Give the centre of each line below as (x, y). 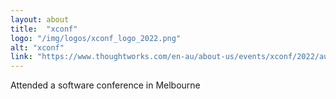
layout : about (40, 19)
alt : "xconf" (37, 47)
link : (21, 57)
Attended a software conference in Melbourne (105, 85)
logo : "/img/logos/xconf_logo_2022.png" (96, 38)
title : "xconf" (44, 29)
